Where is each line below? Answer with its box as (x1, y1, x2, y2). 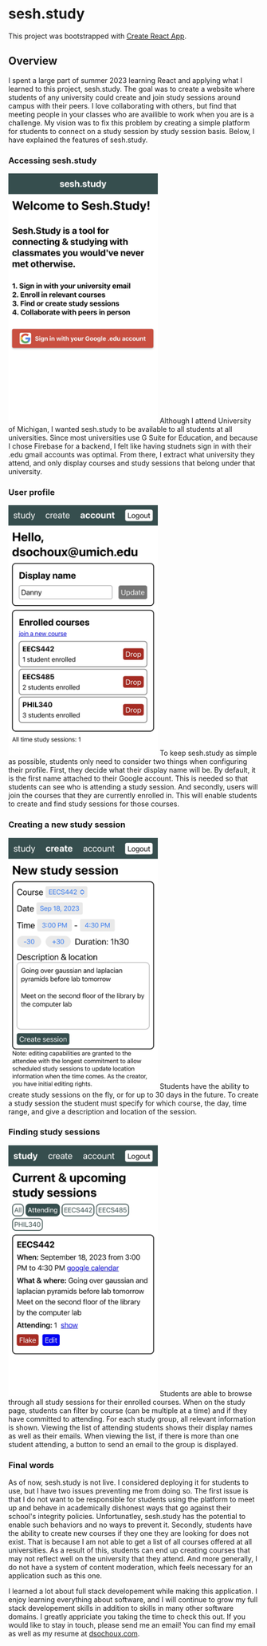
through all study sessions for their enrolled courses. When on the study (8, 1397, 245, 1407)
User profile (8, 487, 56, 498)
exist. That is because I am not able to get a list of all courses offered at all (8, 1537, 253, 1546)
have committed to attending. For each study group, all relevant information (8, 1414, 257, 1423)
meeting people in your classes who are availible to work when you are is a (8, 109, 255, 119)
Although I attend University (159, 416, 252, 425)
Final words (8, 1459, 54, 1470)
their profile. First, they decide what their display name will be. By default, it (8, 766, 257, 775)
